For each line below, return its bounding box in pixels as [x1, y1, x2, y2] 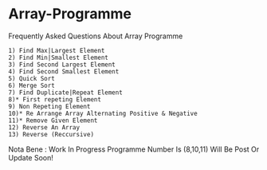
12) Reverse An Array [8, 123, 80, 132]
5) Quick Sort [8, 74, 56, 82]
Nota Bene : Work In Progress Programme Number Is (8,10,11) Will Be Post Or [8, 144, 260, 154]
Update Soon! [8, 152, 54, 162]
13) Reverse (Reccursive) [8, 130, 94, 138]
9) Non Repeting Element [8, 102, 91, 110]
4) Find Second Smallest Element [8, 67, 120, 76]
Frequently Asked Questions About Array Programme [8, 31, 183, 41]
